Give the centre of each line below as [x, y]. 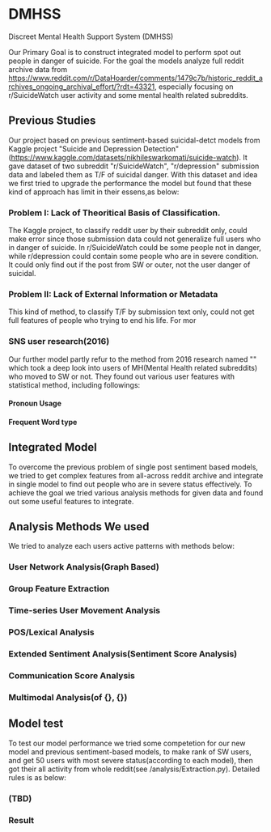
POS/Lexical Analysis [51, 632]
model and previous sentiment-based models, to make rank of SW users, [130, 751]
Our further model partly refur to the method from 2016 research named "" [133, 359]
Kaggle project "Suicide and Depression [75, 149]
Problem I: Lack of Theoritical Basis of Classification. [114, 213]
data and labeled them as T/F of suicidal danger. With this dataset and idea [133, 174]
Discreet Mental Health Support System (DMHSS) [91, 36]
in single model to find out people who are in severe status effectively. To [130, 484]
